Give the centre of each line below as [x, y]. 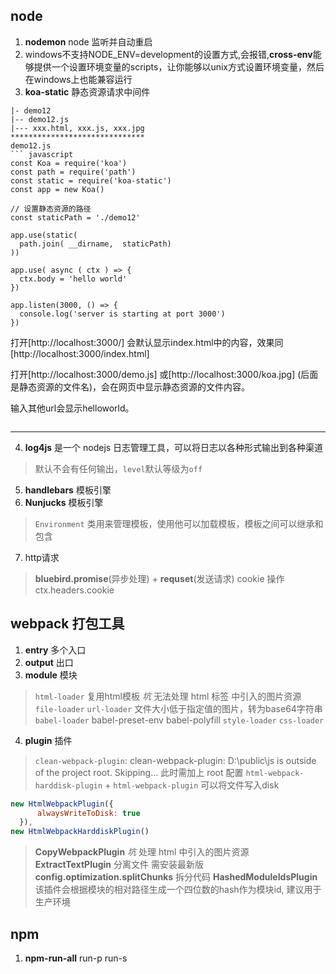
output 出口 [49, 662]
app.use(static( [44, 235]
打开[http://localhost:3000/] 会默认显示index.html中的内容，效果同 [147, 342]
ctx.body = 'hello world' [73, 279]
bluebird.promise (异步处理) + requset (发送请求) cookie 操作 [159, 578]
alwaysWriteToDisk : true [88, 813]
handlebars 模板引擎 [68, 490]
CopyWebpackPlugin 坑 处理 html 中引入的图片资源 [142, 852]
